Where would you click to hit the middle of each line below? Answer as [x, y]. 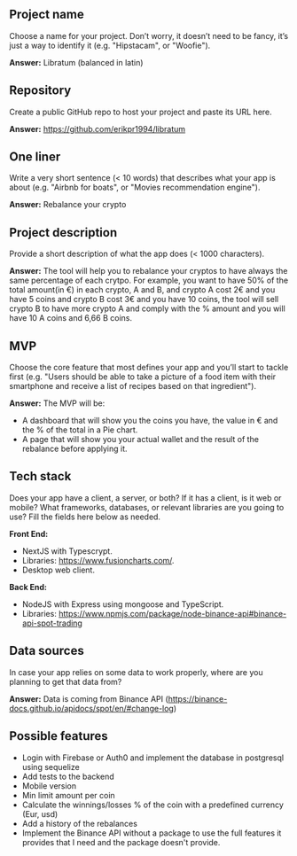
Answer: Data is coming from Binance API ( [89, 698]
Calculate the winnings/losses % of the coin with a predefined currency [152, 805]
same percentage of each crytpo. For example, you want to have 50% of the [149, 280]
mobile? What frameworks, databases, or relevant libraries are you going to [147, 507]
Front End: [29, 533]
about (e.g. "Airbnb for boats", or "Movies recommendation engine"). [135, 187]
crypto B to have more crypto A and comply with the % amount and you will [147, 308]
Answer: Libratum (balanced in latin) [76, 62]
